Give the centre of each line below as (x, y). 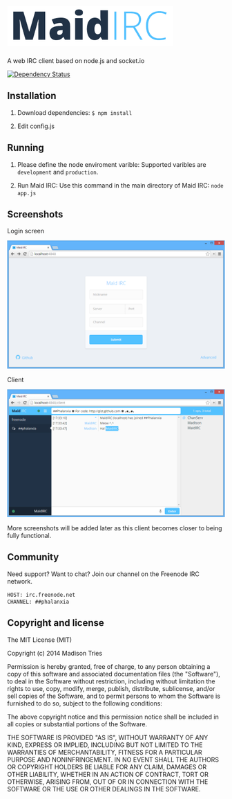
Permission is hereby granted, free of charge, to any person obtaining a (109, 666)
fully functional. (29, 536)
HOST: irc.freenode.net (41, 595)
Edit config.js (36, 126)
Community (33, 557)
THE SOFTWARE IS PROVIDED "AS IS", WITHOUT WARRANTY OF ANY (108, 737)
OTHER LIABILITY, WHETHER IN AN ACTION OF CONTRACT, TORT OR (108, 774)
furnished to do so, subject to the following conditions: (85, 703)
